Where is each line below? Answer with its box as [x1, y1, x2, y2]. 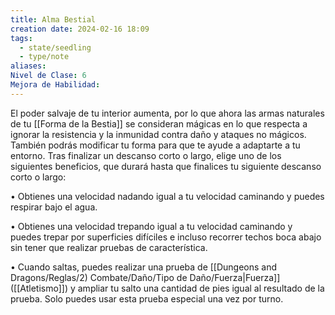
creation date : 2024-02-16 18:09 [10, 24, 150, 34]
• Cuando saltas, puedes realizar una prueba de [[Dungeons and [10, 261, 278, 273]
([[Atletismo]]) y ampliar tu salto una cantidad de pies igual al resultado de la [10, 282, 325, 294]
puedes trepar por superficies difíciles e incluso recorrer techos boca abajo [10, 231, 322, 243]
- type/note [19, 52, 70, 62]
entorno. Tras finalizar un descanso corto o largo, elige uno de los [10, 149, 282, 161]
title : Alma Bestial [10, 14, 97, 25]
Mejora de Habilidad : [10, 80, 101, 90]
